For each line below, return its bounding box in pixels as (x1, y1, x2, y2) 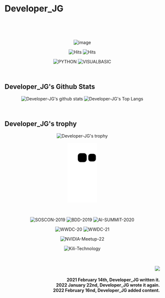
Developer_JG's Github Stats (4, 83, 96, 91)
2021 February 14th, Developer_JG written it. (66, 277, 160, 283)
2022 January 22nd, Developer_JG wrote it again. (56, 282, 160, 288)
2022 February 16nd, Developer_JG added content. (53, 288, 160, 294)
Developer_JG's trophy (4, 120, 77, 128)
